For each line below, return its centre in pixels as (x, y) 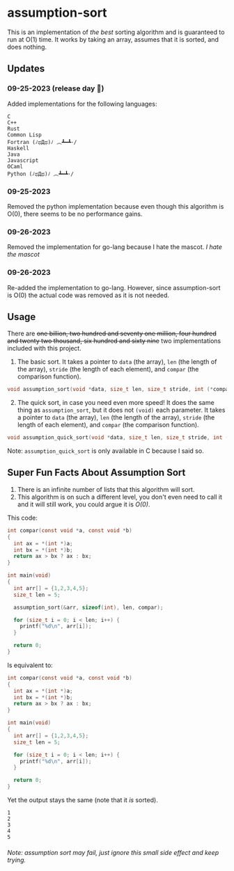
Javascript (23, 160)
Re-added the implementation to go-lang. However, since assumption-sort (114, 287)
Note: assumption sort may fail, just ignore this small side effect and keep (113, 852)
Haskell (18, 148)
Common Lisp (24, 135)
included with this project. (44, 349)
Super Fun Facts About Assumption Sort (96, 473)
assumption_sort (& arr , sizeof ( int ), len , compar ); (88, 607)
